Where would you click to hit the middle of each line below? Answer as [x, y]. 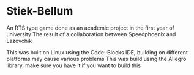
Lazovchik [19, 41]
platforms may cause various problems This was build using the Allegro [96, 59]
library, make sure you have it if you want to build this [73, 65]
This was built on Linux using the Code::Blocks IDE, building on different [97, 52]
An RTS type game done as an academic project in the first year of [90, 28]
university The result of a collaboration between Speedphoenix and [91, 34]
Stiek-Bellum [40, 11]
